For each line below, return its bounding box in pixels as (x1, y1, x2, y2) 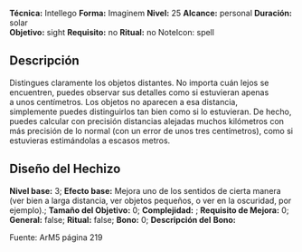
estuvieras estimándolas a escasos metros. (9, 135, 171, 146)
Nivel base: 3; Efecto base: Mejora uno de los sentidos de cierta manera (9, 185, 282, 196)
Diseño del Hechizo (9, 161, 121, 177)
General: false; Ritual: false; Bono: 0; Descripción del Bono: (9, 214, 237, 225)
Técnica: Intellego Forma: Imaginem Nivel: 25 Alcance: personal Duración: (9, 8, 292, 18)
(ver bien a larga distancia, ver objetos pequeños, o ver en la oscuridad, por (9, 195, 292, 206)
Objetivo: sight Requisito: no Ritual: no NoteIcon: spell (9, 27, 215, 37)
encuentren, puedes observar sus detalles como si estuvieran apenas (9, 86, 269, 98)
